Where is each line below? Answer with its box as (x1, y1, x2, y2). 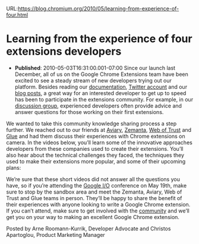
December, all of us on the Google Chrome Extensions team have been (14, 71, 189, 78)
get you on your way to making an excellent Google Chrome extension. (6, 213, 180, 220)
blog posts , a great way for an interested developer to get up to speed (14, 89, 187, 97)
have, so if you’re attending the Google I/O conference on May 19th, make (6, 182, 187, 189)
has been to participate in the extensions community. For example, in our (14, 96, 194, 103)
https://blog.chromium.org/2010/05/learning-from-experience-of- (17, 5, 179, 12)
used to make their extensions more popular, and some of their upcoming (6, 157, 186, 165)
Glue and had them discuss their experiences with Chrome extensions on (6, 132, 185, 140)
